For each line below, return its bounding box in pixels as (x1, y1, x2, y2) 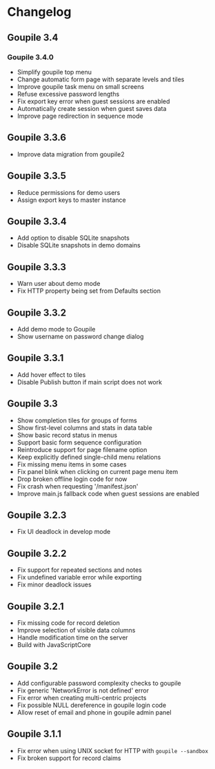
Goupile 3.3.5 (7, 170, 67, 182)
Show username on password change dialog (17, 332, 144, 340)
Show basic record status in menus (17, 431, 118, 439)
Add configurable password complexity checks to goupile (17, 679, 181, 687)
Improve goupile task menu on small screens (17, 82, 145, 90)
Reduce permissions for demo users (17, 188, 121, 196)
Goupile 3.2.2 (7, 547, 67, 559)
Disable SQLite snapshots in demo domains (17, 241, 141, 249)
